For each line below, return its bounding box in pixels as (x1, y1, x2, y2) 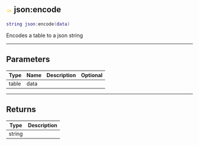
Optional (81, 72, 102, 78)
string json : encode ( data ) (6, 21, 70, 27)
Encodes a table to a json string (6, 32, 84, 39)
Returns (6, 104, 37, 114)
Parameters (6, 54, 50, 64)
